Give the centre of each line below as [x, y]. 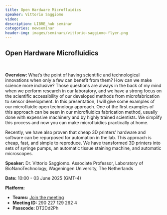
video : [12, 19]
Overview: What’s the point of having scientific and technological [73, 75]
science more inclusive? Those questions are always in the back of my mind [83, 85]
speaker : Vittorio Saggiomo [34, 14]
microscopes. [19, 153]
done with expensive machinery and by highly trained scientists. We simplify [84, 117]
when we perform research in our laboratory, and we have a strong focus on [83, 91]
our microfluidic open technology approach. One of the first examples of [80, 107]
